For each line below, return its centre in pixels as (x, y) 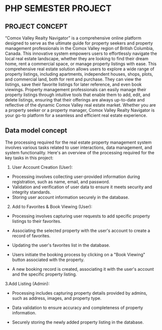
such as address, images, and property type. (57, 298)
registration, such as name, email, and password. (61, 181)
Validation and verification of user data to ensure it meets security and (82, 187)
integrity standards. (31, 192)
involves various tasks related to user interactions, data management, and (79, 147)
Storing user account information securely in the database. (71, 197)
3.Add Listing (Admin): (27, 283)
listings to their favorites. (37, 221)
